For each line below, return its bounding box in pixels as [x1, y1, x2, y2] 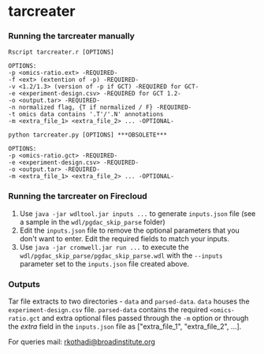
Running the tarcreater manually [8, 31, 136, 42]
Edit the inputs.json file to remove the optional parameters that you [19, 225, 240, 235]
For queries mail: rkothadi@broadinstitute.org [8, 337, 156, 347]
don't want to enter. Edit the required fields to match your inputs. [19, 233, 230, 243]
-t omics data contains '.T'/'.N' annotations [8, 110, 164, 118]
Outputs [8, 278, 41, 289]
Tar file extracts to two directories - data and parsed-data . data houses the [8, 296, 250, 306]
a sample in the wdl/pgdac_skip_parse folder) [19, 217, 165, 226]
